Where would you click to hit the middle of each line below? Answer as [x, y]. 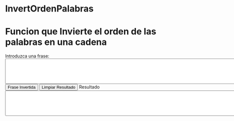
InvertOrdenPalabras [49, 9]
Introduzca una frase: [27, 56]
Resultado [89, 87]
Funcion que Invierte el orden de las [81, 32]
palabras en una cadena [56, 42]
